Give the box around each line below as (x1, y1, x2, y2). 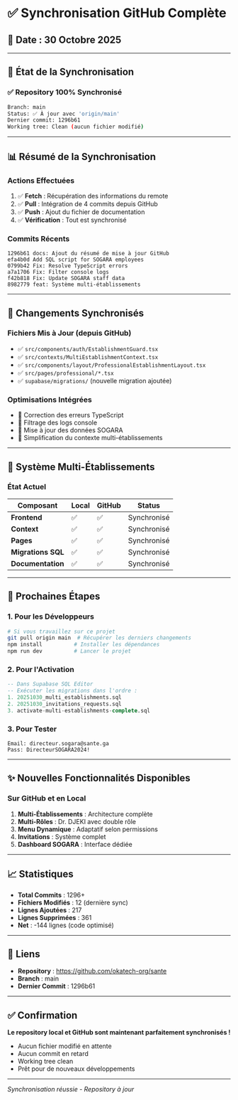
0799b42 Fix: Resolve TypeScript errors (7, 262, 129, 269)
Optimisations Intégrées (7, 395, 92, 405)
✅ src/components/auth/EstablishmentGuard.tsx (17, 344, 159, 353)
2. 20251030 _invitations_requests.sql (7, 700, 122, 707)
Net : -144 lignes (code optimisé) (17, 921, 115, 929)
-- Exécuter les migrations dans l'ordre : (7, 688, 138, 695)
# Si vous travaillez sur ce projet (7, 628, 115, 635)
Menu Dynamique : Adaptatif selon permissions (17, 825, 158, 833)
